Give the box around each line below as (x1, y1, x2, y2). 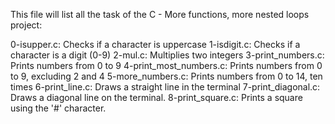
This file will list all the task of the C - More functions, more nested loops (10, 9, 310, 20)
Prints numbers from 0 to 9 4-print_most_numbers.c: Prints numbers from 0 (10, 60, 323, 71)
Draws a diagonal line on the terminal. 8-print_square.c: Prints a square (10, 92, 303, 103)
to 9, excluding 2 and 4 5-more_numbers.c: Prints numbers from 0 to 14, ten (10, 70, 323, 82)
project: (10, 19, 43, 31)
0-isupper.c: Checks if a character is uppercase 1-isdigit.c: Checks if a (10, 39, 301, 50)
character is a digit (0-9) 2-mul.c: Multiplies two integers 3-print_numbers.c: (10, 49, 325, 61)
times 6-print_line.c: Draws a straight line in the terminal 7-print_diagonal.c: (10, 81, 321, 93)
